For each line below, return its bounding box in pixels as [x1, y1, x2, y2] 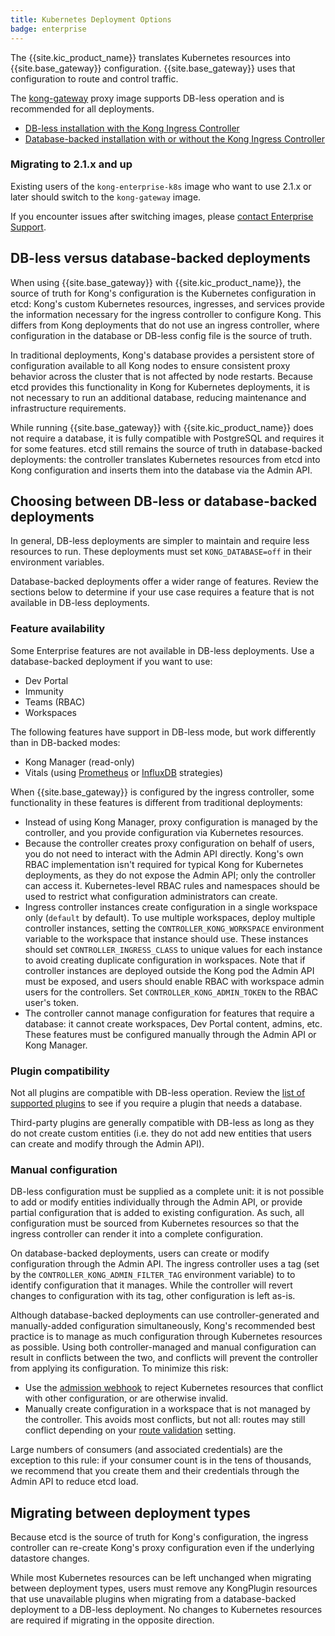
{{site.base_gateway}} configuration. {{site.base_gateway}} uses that [10, 62, 296, 74]
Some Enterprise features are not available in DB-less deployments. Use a [10, 644, 315, 656]
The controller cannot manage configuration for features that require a [24, 1007, 315, 1019]
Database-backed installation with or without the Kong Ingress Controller [24, 132, 326, 145]
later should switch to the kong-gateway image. [10, 191, 202, 203]
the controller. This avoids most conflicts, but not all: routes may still [24, 1414, 306, 1426]
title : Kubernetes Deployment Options [10, 14, 172, 25]
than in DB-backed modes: [10, 736, 121, 748]
